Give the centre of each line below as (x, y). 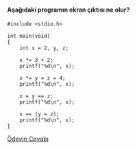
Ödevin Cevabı (28, 139)
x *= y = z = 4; (43, 78)
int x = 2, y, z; (44, 48)
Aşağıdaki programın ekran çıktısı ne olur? (68, 10)
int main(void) (29, 36)
